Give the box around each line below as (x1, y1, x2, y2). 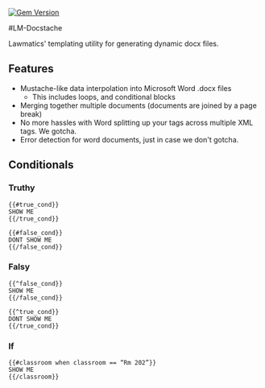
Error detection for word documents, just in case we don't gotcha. (19, 134, 239, 144)
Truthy (8, 182, 35, 193)
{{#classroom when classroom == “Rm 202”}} (8, 359, 157, 367)
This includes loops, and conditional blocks (31, 92, 176, 101)
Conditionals (8, 158, 74, 172)
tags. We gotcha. (19, 126, 77, 136)
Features (8, 62, 54, 76)
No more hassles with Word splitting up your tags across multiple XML (19, 118, 254, 127)
